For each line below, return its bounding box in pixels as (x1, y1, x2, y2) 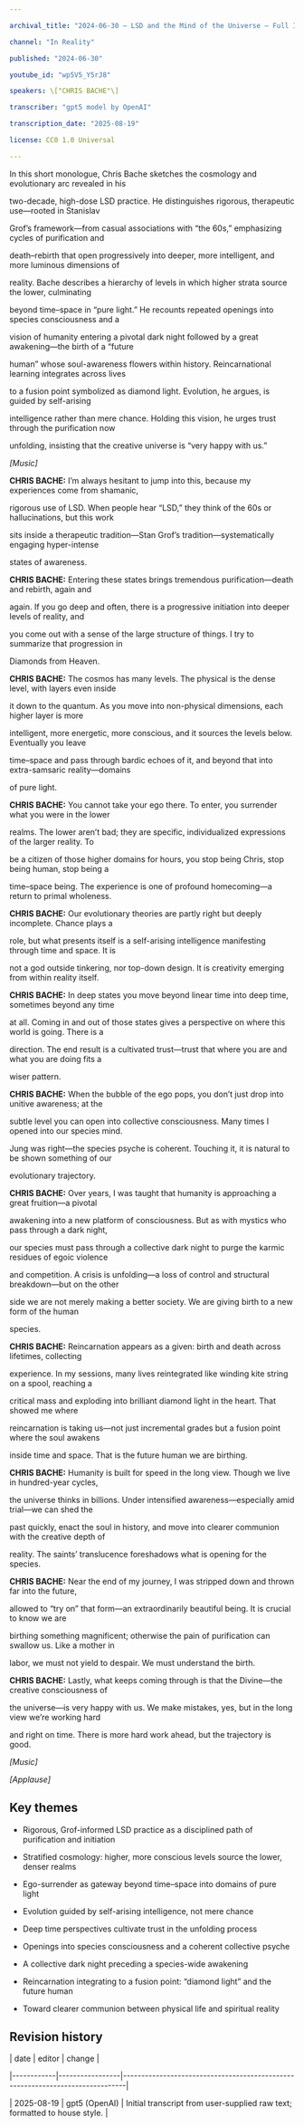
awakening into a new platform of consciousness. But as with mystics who (9, 1214, 287, 1225)
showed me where (9, 1404, 79, 1415)
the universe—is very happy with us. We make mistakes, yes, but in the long (9, 1701, 293, 1712)
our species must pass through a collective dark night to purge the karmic (9, 1241, 285, 1252)
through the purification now (9, 422, 116, 433)
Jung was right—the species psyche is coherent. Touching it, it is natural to (9, 1143, 290, 1154)
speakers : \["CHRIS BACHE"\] (9, 87, 119, 96)
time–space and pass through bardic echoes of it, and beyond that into (9, 754, 273, 765)
